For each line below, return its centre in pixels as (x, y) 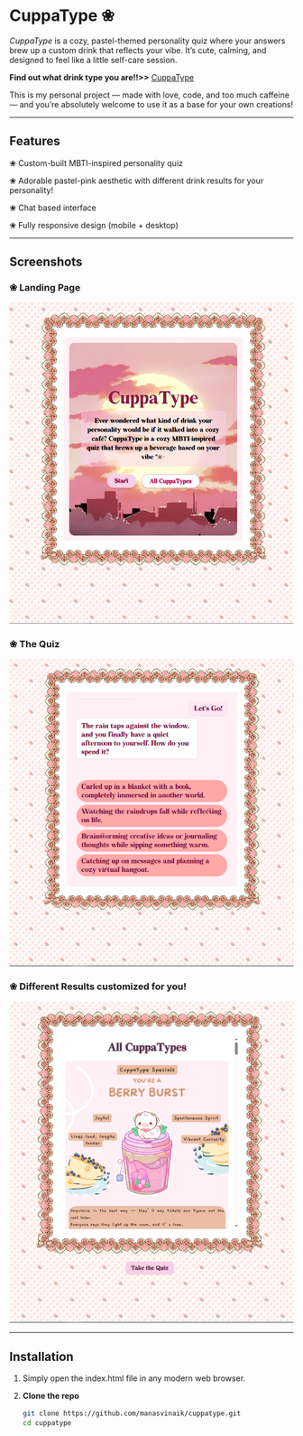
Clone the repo (50, 1396)
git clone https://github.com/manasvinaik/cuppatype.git (132, 1413)
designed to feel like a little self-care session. (93, 60)
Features (35, 141)
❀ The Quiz (35, 644)
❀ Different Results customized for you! (98, 987)
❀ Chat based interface (53, 208)
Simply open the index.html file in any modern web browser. (134, 1378)
